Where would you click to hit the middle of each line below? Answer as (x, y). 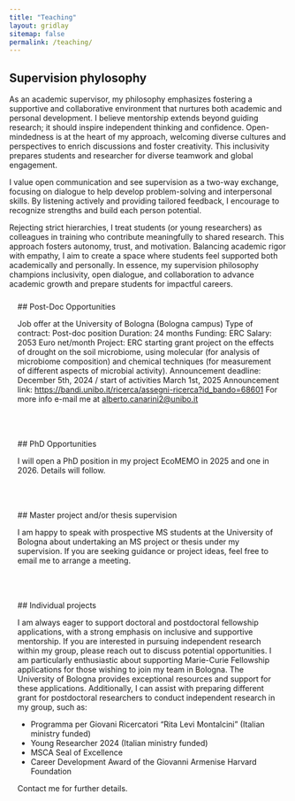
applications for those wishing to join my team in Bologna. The (131, 670)
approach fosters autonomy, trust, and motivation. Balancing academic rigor (147, 246)
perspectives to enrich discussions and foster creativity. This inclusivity (139, 146)
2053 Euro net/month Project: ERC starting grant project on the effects (146, 343)
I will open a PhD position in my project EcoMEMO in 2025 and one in (143, 461)
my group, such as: (52, 707)
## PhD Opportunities (57, 444)
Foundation (51, 772)
